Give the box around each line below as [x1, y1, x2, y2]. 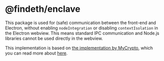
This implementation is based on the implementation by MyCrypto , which [5, 45, 153, 51]
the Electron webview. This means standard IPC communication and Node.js [5, 30, 160, 36]
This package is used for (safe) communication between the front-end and [5, 20, 156, 26]
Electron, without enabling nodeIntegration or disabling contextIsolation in [5, 25, 159, 30]
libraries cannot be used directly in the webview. [5, 35, 103, 41]
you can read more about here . [5, 50, 68, 56]
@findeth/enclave [5, 3, 81, 15]
